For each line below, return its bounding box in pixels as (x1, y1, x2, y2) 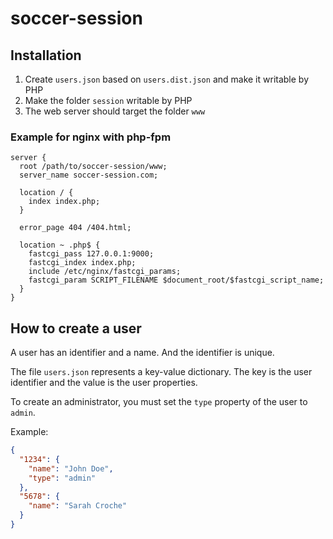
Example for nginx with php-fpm (10, 130, 172, 144)
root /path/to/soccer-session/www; (19, 162, 168, 172)
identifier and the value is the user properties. (10, 377, 198, 389)
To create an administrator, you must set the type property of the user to (10, 396, 308, 408)
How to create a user (10, 320, 142, 337)
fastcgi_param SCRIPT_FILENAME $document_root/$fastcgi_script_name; (28, 275, 325, 286)
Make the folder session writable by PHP (24, 95, 193, 106)
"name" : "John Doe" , (28, 463, 114, 474)
